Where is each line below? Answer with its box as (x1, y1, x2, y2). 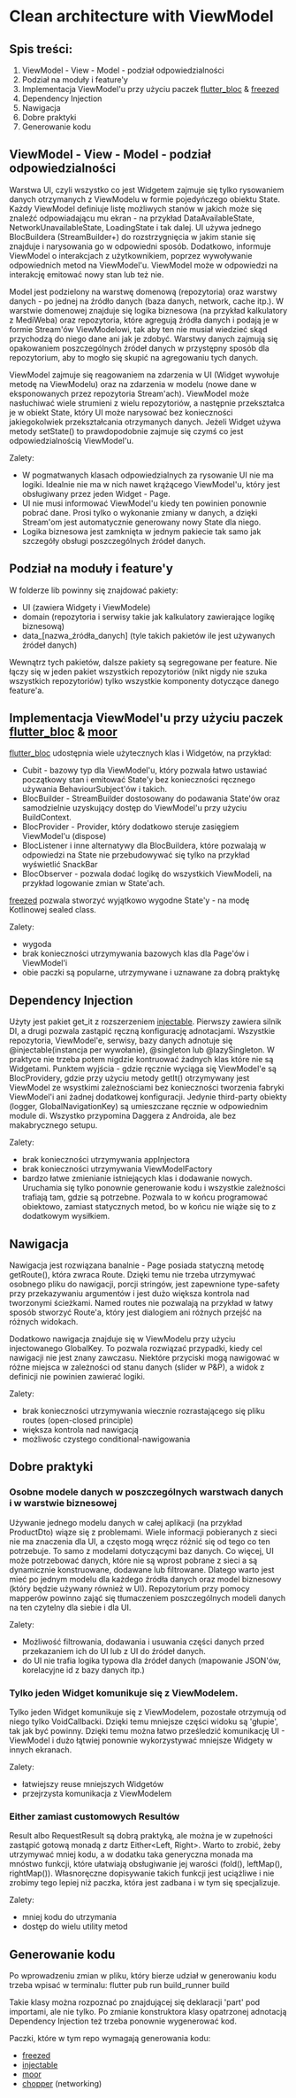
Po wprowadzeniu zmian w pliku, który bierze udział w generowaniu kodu (9, 1970, 277, 1981)
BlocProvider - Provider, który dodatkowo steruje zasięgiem (21, 821, 239, 832)
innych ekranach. (9, 1744, 72, 1755)
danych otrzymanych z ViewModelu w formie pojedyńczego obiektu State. (9, 193, 281, 205)
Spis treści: (9, 42, 73, 57)
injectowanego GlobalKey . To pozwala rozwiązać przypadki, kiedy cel (9, 1343, 262, 1354)
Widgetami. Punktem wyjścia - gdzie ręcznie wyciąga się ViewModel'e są (9, 1063, 277, 1074)
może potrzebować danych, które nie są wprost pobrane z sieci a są (9, 1555, 258, 1566)
